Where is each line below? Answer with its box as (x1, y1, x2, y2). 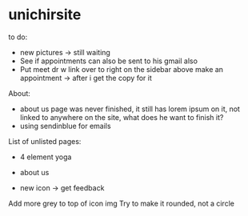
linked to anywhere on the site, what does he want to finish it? (19, 112, 224, 122)
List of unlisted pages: (8, 136, 82, 146)
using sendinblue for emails (19, 121, 111, 130)
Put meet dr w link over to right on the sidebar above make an (19, 64, 224, 74)
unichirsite (8, 6, 82, 24)
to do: (8, 32, 28, 42)
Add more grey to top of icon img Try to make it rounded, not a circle (8, 198, 234, 208)
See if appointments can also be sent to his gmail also (19, 56, 198, 66)
